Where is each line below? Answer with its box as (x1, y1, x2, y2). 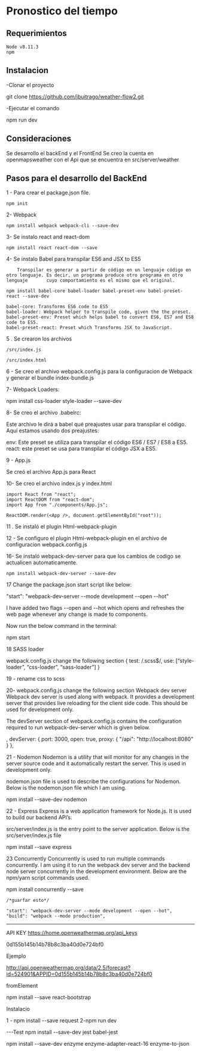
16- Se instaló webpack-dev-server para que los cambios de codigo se (6, 553, 181, 560)
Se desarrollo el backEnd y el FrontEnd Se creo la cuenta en (6, 149, 154, 157)
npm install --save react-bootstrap (6, 994, 92, 1001)
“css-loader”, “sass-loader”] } (26, 664, 100, 671)
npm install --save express (6, 844, 72, 851)
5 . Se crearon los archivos (6, 335, 72, 342)
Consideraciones (6, 134, 72, 144)
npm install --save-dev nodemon (6, 796, 88, 803)
